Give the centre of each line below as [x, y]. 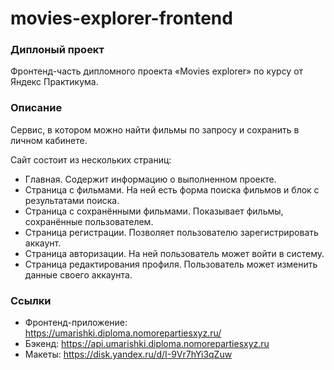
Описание [36, 108]
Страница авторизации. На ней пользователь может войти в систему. [174, 253]
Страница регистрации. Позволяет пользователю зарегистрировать [171, 232]
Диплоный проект [57, 50]
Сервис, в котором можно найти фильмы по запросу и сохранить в [155, 129]
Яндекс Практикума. [54, 82]
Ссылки [31, 300]
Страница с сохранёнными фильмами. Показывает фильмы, [154, 211]
